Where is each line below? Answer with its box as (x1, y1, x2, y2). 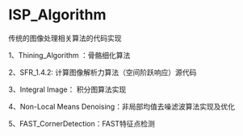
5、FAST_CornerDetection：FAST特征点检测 (8, 118, 156, 128)
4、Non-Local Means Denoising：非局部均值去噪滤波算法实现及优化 (8, 101, 236, 111)
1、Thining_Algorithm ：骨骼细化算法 (8, 50, 131, 60)
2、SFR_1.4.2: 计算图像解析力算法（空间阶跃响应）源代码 (8, 67, 197, 77)
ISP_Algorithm (8, 6, 107, 24)
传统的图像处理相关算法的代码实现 (8, 33, 122, 43)
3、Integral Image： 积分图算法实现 (8, 84, 127, 94)
